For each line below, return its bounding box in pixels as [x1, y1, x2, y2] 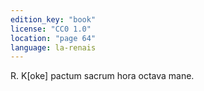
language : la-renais [10, 42, 97, 53]
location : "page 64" [10, 33, 97, 43]
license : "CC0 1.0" [10, 24, 92, 34]
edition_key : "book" [10, 14, 97, 25]
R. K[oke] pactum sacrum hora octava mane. [10, 70, 195, 82]
